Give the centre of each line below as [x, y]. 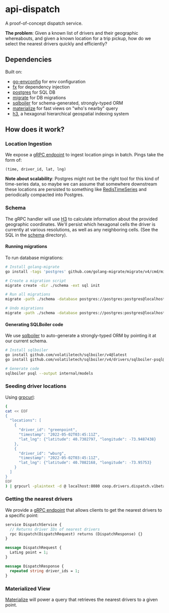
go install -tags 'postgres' [36, 271]
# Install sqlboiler [27, 350]
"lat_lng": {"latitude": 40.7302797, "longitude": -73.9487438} [87, 439]
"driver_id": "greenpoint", [48, 430]
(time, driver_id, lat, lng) [36, 169]
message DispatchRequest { [33, 548]
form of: [14, 160]
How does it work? [35, 130]
